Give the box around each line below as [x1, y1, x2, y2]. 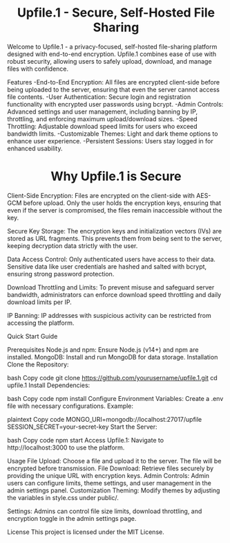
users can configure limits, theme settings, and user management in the [7, 479, 212, 487]
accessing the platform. [7, 319, 75, 327]
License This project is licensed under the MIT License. [7, 528, 164, 536]
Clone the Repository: [7, 360, 69, 368]
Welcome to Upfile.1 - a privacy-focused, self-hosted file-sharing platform [7, 42, 218, 51]
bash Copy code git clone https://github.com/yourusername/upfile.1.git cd [7, 373, 218, 382]
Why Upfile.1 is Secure [50, 168, 182, 184]
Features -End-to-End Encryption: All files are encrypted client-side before [7, 78, 220, 86]
